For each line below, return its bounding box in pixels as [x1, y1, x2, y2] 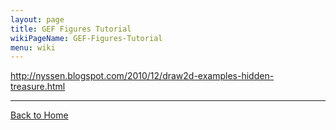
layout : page [10, 14, 65, 25]
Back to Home [10, 109, 69, 121]
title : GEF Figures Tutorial [10, 24, 132, 34]
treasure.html [10, 81, 66, 93]
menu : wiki [10, 42, 56, 53]
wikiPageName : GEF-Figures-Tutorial [10, 33, 163, 43]
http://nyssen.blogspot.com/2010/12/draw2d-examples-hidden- [10, 70, 275, 82]
